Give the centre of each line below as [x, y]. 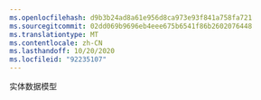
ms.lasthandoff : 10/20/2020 [62, 51]
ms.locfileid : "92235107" [58, 59]
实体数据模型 [33, 86]
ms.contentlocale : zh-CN [56, 43]
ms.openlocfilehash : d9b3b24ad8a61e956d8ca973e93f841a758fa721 [131, 18]
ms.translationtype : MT [54, 34]
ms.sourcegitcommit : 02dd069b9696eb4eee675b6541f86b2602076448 [131, 26]
